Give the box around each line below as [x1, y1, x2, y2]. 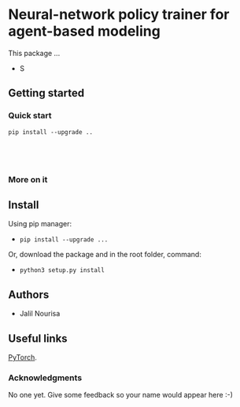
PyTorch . [8, 353, 38, 362]
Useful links [8, 331, 68, 345]
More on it [8, 174, 48, 185]
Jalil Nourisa [19, 309, 61, 319]
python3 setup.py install [19, 267, 105, 274]
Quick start [8, 110, 53, 121]
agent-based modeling [8, 22, 161, 40]
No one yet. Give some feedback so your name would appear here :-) [8, 390, 234, 400]
